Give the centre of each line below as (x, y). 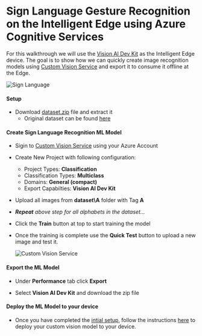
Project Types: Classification (61, 169)
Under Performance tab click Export (61, 281)
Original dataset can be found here (67, 119)
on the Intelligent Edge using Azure (96, 24)
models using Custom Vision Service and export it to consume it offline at (97, 66)
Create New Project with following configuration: (75, 157)
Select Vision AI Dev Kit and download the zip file (77, 292)
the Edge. (18, 73)
